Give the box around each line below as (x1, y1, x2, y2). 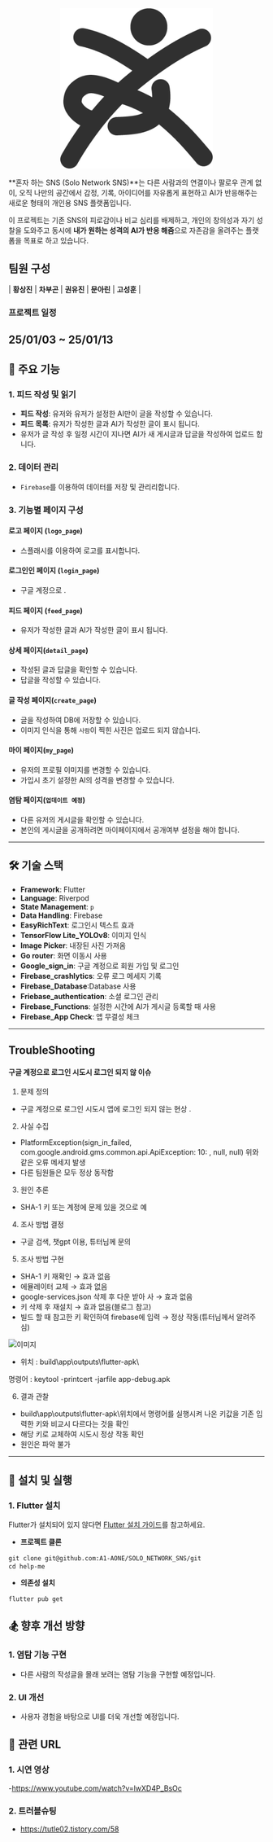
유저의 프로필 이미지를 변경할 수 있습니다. (19, 765, 151, 774)
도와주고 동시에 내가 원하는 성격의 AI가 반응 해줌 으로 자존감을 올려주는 (23, 225, 244, 235)
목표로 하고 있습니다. (23, 235, 89, 245)
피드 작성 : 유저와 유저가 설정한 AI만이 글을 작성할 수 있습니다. (19, 409, 214, 419)
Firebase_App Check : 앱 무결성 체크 (19, 1011, 140, 1021)
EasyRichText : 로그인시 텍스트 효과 (19, 920, 135, 930)
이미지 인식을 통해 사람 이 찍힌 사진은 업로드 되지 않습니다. (19, 725, 201, 735)
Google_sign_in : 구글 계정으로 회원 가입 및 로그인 (19, 961, 180, 971)
